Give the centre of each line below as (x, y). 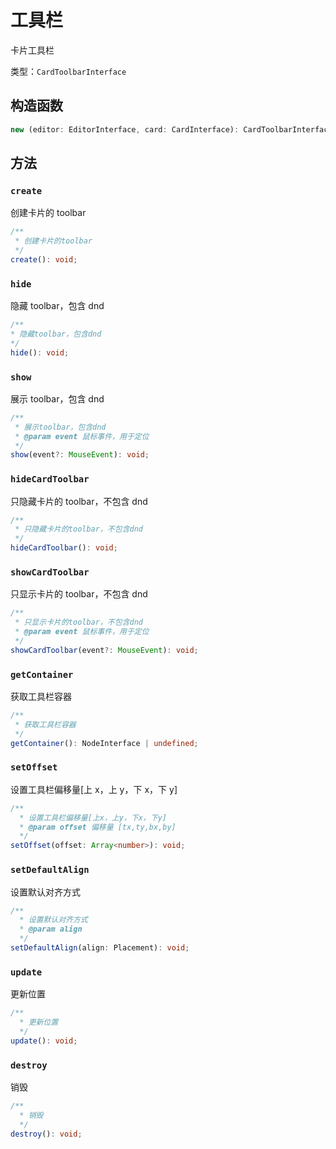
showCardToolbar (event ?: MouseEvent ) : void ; (104, 650)
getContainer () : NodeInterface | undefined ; (104, 743)
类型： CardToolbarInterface (68, 71)
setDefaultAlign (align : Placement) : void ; (100, 948)
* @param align (51, 929)
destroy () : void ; (46, 1134)
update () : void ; (44, 1041)
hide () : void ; (40, 352)
